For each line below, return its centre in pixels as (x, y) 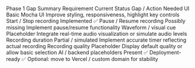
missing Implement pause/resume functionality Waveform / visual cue (91, 28)
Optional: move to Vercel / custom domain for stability (93, 59)
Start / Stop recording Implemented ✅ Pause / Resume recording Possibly (96, 21)
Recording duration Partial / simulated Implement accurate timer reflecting (96, 40)
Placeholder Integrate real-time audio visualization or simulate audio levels (97, 34)
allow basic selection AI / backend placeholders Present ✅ (77, 52)
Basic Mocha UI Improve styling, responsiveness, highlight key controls (93, 15)
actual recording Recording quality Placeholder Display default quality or (95, 46)
